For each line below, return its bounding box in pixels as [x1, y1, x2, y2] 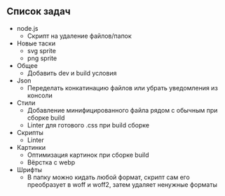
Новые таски [16, 38, 56, 48]
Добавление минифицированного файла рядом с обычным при [27, 106, 218, 114]
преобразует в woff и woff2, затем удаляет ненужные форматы [27, 180, 218, 188]
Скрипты [16, 128, 43, 136]
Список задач [6, 6, 71, 17]
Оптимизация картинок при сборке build [27, 150, 149, 159]
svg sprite [27, 46, 57, 55]
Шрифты [16, 165, 43, 174]
